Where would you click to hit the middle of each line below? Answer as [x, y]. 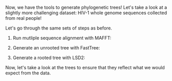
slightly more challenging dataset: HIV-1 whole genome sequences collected [86, 13]
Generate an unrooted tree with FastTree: [56, 48]
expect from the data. [28, 73]
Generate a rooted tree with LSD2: [49, 58]
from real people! [24, 18]
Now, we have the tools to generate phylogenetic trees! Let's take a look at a [86, 7]
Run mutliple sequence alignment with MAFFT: [62, 38]
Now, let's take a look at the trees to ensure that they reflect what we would [85, 67]
